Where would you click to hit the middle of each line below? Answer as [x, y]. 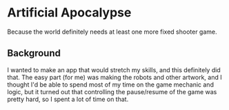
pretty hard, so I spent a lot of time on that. [68, 99]
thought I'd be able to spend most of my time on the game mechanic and [110, 85]
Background [34, 53]
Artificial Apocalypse [69, 13]
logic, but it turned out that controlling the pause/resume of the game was [112, 91]
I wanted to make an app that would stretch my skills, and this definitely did [114, 69]
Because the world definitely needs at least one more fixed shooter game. [112, 32]
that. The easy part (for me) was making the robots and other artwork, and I [114, 77]
